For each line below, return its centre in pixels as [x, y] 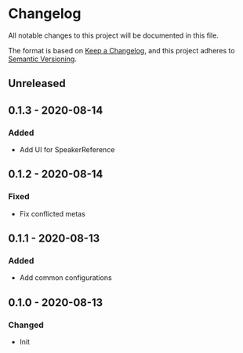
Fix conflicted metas [53, 213]
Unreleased [37, 84]
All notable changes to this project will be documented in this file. [114, 35]
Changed [26, 325]
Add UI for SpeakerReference [67, 150]
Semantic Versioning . [42, 59]
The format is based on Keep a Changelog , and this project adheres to [121, 50]
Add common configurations [65, 278]
